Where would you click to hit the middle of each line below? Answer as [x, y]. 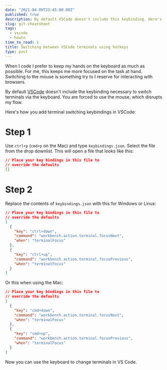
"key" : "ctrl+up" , [33, 254]
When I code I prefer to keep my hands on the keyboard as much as [75, 66]
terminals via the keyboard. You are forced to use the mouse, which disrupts [84, 97]
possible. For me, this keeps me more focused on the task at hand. [74, 71]
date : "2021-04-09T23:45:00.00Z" [40, 10]
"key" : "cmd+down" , [34, 310]
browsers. [15, 82]
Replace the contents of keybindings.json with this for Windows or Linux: [81, 203]
